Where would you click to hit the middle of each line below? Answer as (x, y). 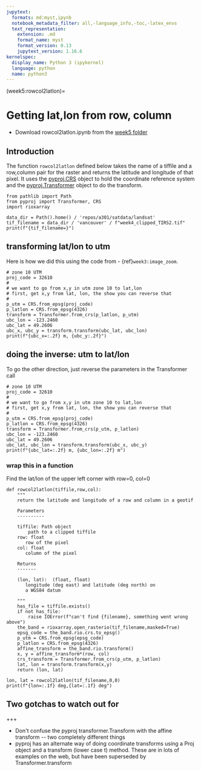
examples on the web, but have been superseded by (81, 756)
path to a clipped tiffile (62, 532)
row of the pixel (47, 543)
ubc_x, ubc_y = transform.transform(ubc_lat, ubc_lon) (77, 331)
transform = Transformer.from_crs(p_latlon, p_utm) (73, 315)
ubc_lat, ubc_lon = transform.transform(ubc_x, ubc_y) (77, 445)
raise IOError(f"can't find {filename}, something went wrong (108, 617)
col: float (31, 548)
